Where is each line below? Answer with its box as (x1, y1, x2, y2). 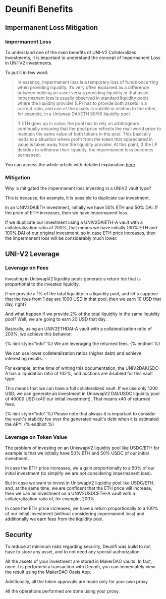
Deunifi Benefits (5, 3, 73, 15)
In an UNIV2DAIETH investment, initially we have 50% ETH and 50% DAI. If (5, 204, 158, 210)
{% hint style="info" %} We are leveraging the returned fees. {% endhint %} (5, 340, 161, 346)
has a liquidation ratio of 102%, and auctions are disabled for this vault (9, 370, 153, 376)
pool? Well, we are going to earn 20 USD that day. (5, 316, 107, 322)
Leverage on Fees (5, 265, 49, 271)
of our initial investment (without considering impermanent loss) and (5, 511, 145, 517)
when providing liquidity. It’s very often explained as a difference (17, 84, 149, 90)
